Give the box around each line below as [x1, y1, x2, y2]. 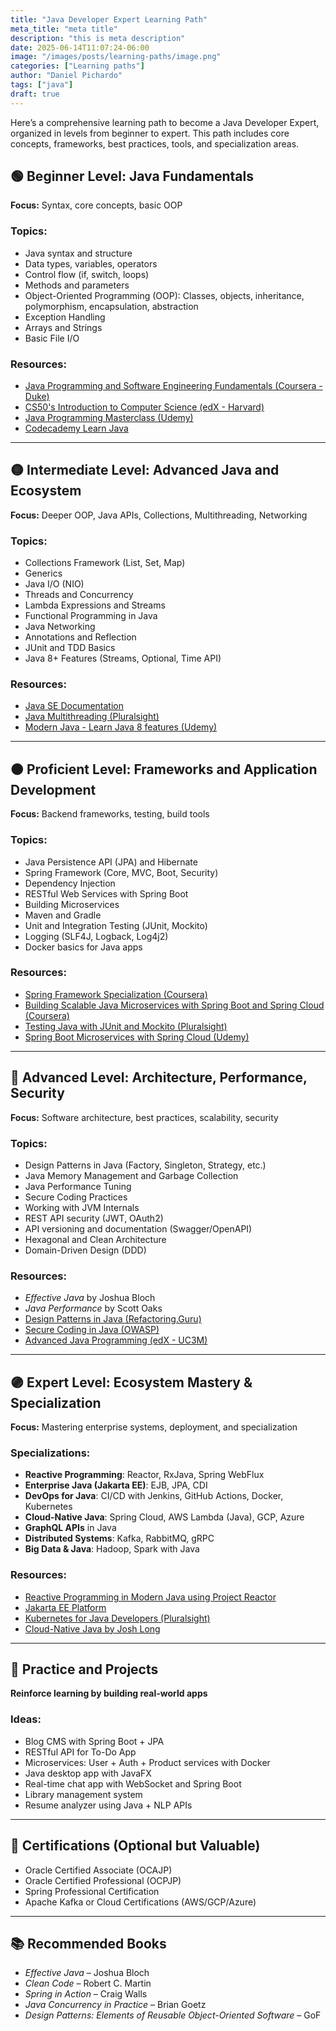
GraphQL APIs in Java [24, 1522, 117, 1534]
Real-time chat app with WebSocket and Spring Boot [24, 1777, 242, 1790]
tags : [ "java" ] [10, 80, 74, 90]
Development [10, 781, 97, 798]
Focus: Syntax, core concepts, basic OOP [10, 199, 183, 211]
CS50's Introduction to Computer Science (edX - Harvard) [24, 401, 265, 413]
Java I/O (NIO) [24, 578, 85, 590]
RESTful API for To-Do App [24, 1746, 137, 1758]
